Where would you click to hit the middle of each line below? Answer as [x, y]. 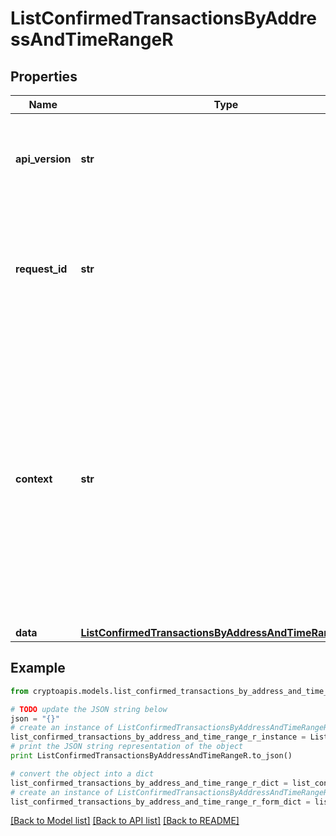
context [34, 479]
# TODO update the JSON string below [89, 709]
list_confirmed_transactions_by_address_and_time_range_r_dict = [149, 783]
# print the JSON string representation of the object [127, 747]
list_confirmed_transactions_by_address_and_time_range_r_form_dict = [160, 802]
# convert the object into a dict [82, 773]
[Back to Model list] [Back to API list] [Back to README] [125, 821]
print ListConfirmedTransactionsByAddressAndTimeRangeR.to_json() [151, 756]
